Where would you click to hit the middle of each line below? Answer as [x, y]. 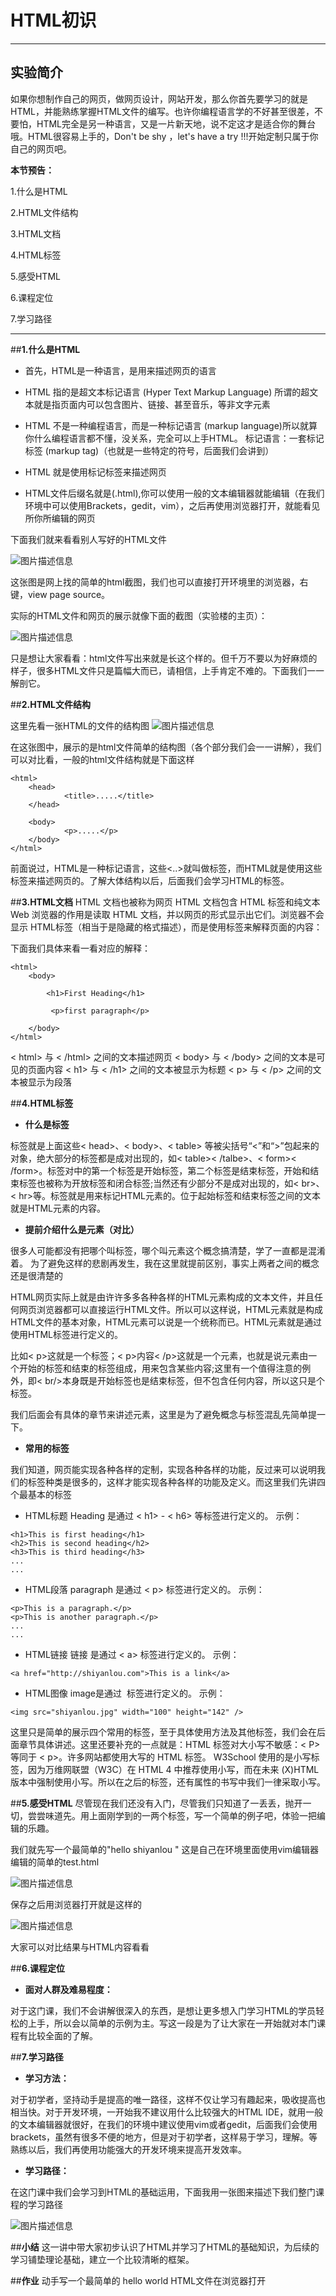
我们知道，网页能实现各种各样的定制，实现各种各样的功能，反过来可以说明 [163, 1469]
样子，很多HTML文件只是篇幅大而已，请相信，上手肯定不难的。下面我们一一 [167, 670]
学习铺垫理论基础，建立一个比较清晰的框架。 [102, 2259]
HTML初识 [53, 20]
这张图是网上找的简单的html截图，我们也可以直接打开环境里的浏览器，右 [159, 582]
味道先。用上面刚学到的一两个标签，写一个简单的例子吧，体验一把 [180, 1815]
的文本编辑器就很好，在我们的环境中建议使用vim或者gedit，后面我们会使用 [164, 2124]
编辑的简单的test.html [55, 1862]
